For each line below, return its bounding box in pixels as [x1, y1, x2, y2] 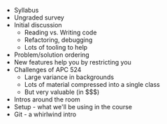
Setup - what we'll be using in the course [13, 103, 133, 111]
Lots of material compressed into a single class [24, 81, 161, 88]
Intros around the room [13, 95, 80, 104]
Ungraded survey [13, 13, 64, 22]
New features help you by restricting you [13, 58, 131, 66]
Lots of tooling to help [24, 43, 88, 51]
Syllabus [13, 6, 39, 14]
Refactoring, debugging [24, 36, 93, 44]
